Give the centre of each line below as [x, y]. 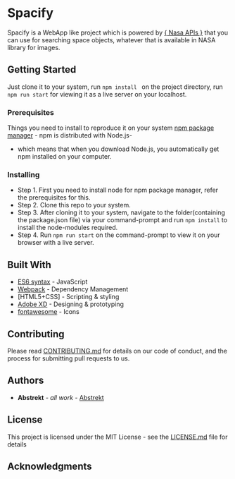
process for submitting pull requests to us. [69, 358]
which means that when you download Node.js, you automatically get [118, 149]
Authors [26, 381]
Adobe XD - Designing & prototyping [71, 304]
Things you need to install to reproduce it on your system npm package [111, 128]
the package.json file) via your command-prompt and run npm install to [122, 220]
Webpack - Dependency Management [73, 289]
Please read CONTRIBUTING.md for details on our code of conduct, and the [117, 351]
